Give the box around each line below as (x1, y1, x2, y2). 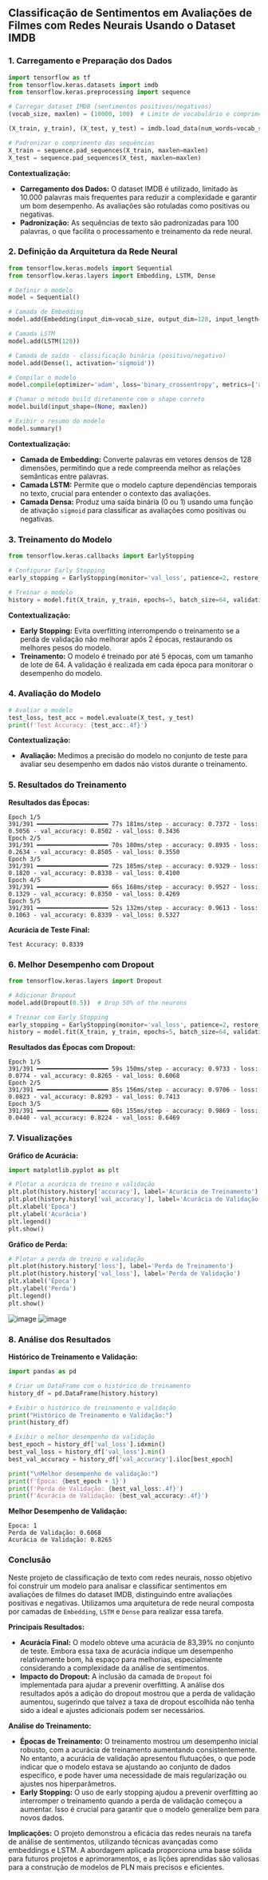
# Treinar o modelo (8, 588, 73, 596)
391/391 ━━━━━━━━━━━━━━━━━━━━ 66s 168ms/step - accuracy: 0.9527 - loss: (8, 883, 259, 891)
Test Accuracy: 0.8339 (8, 940, 84, 948)
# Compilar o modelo (8, 373, 77, 382)
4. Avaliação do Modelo (8, 688, 101, 699)
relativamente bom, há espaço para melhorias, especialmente (19, 1654, 223, 1664)
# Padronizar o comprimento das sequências (8, 139, 156, 147)
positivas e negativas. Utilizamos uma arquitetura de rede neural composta (8, 1598, 254, 1608)
